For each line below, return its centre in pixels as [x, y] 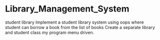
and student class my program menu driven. [50, 32]
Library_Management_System [67, 9]
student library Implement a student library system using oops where [75, 22]
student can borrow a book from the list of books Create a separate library [80, 27]
